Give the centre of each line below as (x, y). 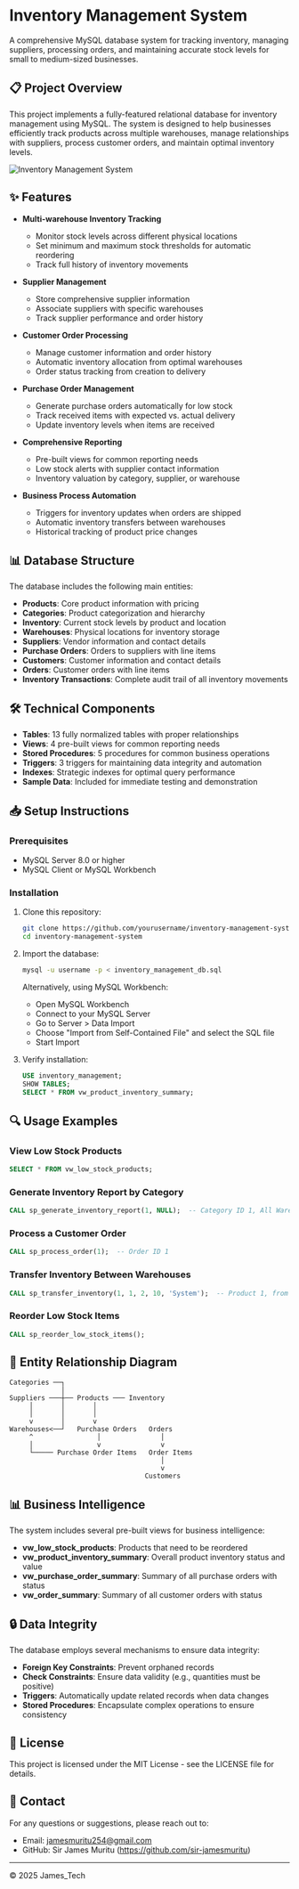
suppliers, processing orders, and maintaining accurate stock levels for (139, 49)
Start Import (57, 1042)
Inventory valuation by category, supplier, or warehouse (137, 478)
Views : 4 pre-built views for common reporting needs (121, 744)
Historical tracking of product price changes (117, 532)
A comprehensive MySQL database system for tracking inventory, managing (149, 40)
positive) (38, 1686)
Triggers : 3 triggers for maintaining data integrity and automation (142, 763)
